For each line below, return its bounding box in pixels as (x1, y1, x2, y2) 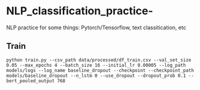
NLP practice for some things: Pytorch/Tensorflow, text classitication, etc (6, 24, 187, 31)
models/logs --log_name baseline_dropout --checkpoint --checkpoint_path (6, 67, 195, 73)
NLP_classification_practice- (6, 4, 154, 18)
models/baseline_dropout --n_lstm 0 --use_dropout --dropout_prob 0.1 (6, 73, 186, 79)
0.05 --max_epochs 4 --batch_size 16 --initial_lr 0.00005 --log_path (6, 62, 186, 68)
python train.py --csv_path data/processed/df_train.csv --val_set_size (6, 57, 192, 63)
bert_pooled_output (6, 77, 55, 84)
